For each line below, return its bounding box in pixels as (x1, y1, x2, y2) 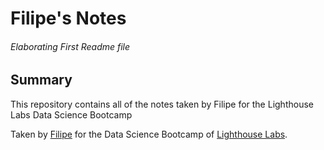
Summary (10, 72, 73, 89)
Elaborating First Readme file (10, 40, 131, 52)
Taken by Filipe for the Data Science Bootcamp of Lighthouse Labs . (10, 128, 288, 140)
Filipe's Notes (10, 7, 127, 30)
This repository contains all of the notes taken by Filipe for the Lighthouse (10, 98, 314, 110)
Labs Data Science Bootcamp (10, 108, 133, 121)
